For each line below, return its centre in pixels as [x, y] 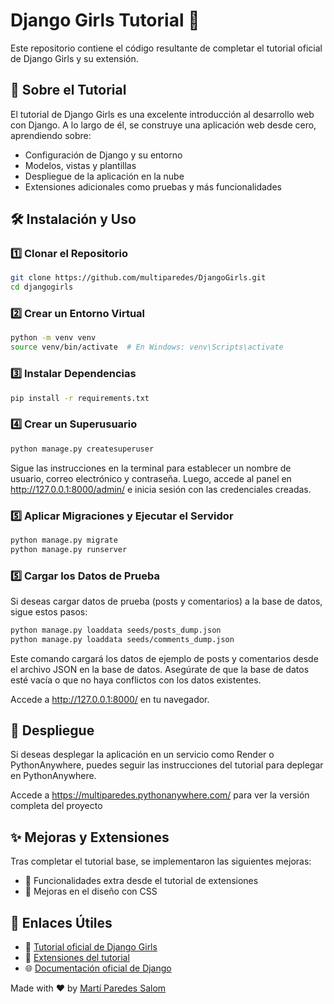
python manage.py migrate [64, 540]
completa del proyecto [56, 806]
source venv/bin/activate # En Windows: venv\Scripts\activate [147, 347]
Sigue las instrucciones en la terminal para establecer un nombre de [151, 468]
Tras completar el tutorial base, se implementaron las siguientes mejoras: [161, 861]
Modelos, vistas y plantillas [80, 165]
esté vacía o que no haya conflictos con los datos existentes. [136, 680]
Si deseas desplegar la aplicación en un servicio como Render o [142, 755]
